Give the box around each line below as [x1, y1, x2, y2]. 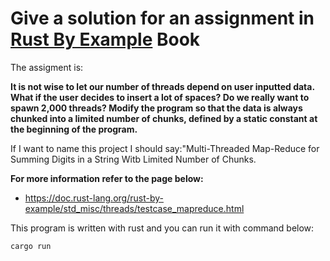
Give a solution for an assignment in [10, 7, 315, 30]
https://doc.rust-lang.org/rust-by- [24, 192, 164, 204]
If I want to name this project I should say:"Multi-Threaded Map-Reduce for [10, 142, 320, 154]
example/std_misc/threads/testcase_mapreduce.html [24, 202, 245, 214]
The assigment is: [10, 61, 84, 73]
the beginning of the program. [10, 123, 138, 135]
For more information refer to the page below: [10, 172, 204, 184]
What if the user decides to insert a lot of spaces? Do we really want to [10, 91, 310, 103]
